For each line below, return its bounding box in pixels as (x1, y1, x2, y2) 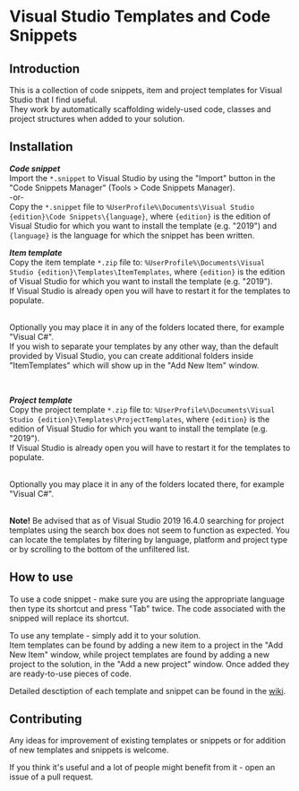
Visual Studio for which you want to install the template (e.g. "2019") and (9, 220, 278, 230)
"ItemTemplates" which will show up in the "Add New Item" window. (9, 360, 260, 370)
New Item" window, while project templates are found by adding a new (9, 648, 270, 660)
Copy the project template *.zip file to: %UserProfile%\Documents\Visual (9, 404, 276, 414)
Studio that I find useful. (9, 94, 98, 105)
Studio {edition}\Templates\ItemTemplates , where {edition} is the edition (9, 266, 286, 277)
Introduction (9, 61, 81, 76)
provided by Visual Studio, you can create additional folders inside (9, 350, 253, 361)
